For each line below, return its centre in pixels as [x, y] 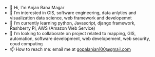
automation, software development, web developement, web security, [80, 38]
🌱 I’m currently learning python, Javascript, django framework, [72, 23]
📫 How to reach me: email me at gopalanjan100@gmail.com [70, 49]
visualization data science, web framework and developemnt [71, 18]
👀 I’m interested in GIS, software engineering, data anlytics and [73, 13]
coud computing [26, 44]
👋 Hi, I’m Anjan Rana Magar [37, 8]
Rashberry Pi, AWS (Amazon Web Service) [52, 28]
